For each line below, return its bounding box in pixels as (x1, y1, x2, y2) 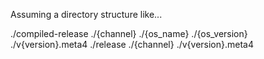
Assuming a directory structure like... (10, 9, 163, 20)
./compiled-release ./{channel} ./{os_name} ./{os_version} (10, 28, 248, 39)
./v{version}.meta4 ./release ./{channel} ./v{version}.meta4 (10, 39, 255, 50)
